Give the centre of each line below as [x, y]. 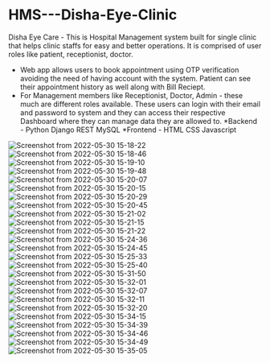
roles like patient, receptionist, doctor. [71, 54]
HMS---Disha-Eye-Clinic [93, 15]
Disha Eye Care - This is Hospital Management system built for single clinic [133, 37]
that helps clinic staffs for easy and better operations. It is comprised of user [135, 45]
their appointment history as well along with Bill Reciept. [112, 87]
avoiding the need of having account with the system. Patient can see [135, 78]
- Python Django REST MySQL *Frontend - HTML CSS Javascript [128, 130]
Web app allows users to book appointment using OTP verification [129, 69]
